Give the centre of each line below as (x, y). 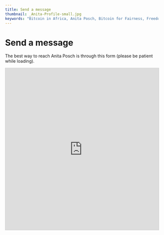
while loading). (20, 61)
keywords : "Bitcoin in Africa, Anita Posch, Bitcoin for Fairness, (75, 18)
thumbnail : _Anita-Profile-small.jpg (43, 14)
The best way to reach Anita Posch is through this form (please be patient (79, 56)
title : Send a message (28, 9)
